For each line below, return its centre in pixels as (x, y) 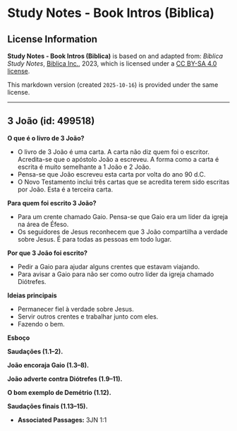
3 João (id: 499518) (51, 121)
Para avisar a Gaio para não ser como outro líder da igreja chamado (116, 274)
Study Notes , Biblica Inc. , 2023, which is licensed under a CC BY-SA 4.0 (112, 64)
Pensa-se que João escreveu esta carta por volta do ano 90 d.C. (111, 174)
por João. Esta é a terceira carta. (65, 189)
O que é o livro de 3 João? (46, 138)
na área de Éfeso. (43, 224)
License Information (52, 39)
